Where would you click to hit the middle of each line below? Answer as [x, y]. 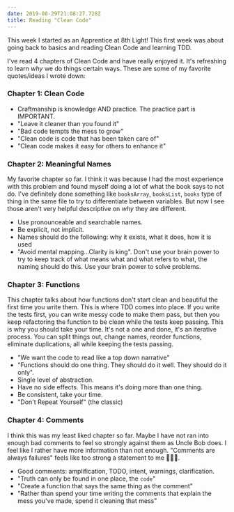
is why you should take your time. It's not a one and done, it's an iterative [112, 329]
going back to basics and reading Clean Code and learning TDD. [100, 47]
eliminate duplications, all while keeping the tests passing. [91, 344]
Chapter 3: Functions [44, 285]
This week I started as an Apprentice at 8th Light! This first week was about [116, 40]
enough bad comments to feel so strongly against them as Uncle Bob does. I [117, 442]
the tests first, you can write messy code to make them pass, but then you [114, 315]
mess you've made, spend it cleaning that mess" [87, 501]
